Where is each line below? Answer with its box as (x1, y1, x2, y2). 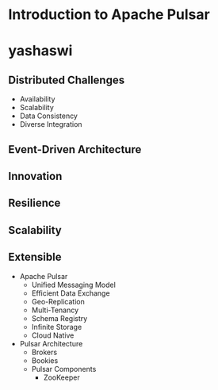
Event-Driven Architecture (8, 143, 142, 156)
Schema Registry (31, 313, 88, 323)
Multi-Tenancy (31, 305, 79, 315)
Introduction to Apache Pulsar (8, 6, 210, 24)
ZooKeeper (43, 373, 81, 382)
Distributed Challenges (8, 73, 125, 86)
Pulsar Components (31, 364, 97, 373)
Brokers (31, 347, 58, 357)
